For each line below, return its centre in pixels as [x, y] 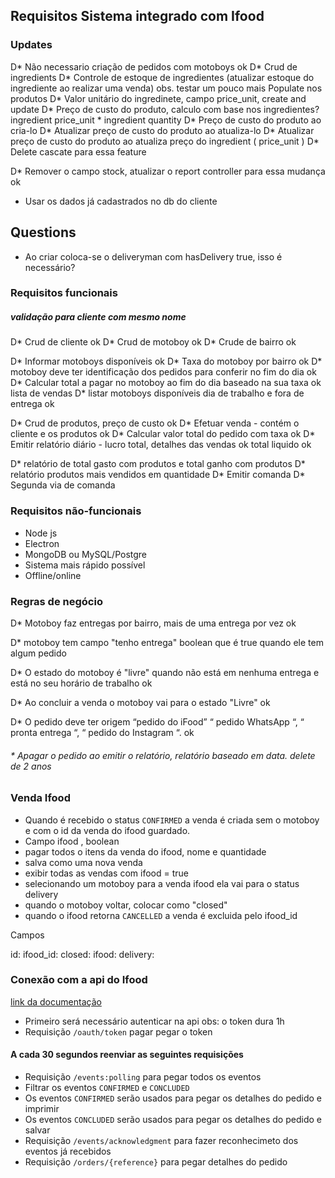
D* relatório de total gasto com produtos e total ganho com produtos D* [158, 464]
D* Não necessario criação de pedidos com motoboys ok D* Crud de [154, 66]
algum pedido [38, 653]
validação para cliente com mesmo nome [98, 317]
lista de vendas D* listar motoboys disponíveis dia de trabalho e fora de [157, 393]
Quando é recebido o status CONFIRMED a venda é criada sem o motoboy [172, 820]
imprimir [42, 1109]
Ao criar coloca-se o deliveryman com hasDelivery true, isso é [153, 256]
